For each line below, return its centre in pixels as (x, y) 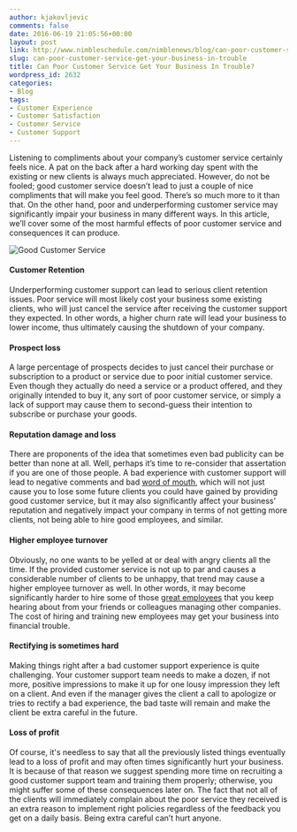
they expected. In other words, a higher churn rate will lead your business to (148, 318)
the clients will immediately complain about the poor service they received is (148, 799)
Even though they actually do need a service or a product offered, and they (146, 386)
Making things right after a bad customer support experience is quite (134, 665)
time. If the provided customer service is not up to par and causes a (133, 569)
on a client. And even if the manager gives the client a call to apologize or (143, 693)
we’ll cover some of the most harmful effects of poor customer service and (146, 223)
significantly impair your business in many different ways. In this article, (139, 214)
